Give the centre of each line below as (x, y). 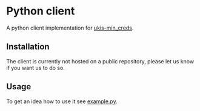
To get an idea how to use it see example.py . (62, 101)
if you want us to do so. (35, 68)
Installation (28, 47)
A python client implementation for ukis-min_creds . (70, 28)
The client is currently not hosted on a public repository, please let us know (100, 61)
